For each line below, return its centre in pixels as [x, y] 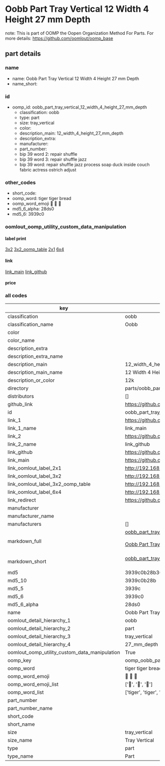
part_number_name [30, 709]
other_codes [20, 182]
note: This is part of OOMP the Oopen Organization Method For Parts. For [79, 33]
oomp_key [20, 660]
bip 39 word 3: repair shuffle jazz [53, 159]
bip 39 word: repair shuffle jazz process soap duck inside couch [84, 164]
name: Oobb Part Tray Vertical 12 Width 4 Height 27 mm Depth [75, 78]
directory [18, 388]
